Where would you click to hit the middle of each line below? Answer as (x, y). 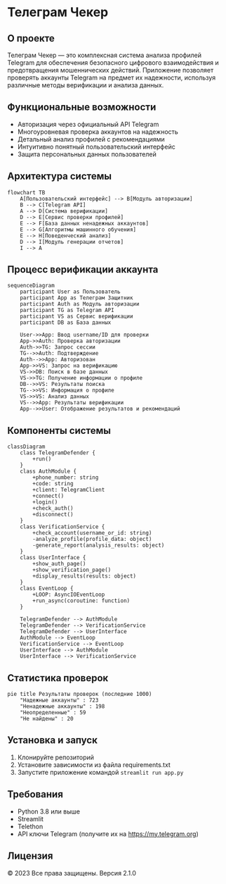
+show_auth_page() (59, 564)
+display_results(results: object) (85, 576)
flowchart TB (26, 192)
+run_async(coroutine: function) (81, 601)
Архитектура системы (60, 176)
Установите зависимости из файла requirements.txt (94, 764)
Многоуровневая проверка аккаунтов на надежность (98, 132)
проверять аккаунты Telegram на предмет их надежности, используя (112, 77)
